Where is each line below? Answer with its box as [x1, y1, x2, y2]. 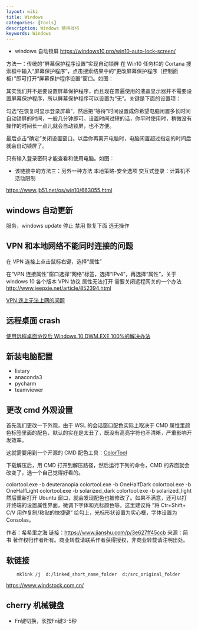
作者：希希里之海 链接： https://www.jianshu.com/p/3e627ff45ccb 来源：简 [6, 529, 189, 536]
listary [14, 367, 30, 374]
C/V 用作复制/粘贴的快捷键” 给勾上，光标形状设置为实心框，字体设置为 [6, 509, 178, 516]
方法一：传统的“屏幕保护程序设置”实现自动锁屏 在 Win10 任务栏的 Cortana [6, 60, 185, 67]
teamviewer [14, 386, 44, 393]
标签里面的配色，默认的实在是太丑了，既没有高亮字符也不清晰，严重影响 [11, 429, 187, 437]
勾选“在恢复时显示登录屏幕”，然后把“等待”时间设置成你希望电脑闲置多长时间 [6, 108, 191, 115]
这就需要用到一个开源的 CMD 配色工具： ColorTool [6, 449, 127, 456]
